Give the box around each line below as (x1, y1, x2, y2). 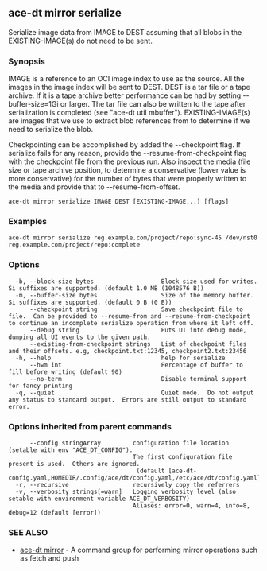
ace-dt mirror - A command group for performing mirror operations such (19, 545, 258, 555)
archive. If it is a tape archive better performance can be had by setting (8, 91, 242, 100)
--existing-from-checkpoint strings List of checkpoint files (29, 340, 247, 348)
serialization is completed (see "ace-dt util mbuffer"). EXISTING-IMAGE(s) (8, 107, 250, 118)
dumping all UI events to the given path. (8, 333, 151, 341)
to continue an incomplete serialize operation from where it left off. (8, 319, 254, 327)
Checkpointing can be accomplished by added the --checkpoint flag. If (8, 140, 241, 150)
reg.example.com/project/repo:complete (8, 241, 141, 249)
